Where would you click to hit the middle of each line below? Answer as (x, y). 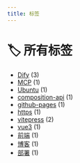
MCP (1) (29, 82)
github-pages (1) (41, 104)
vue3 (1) (29, 127)
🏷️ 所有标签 (40, 50)
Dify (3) (28, 75)
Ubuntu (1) (32, 90)
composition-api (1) (45, 97)
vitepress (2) (35, 119)
